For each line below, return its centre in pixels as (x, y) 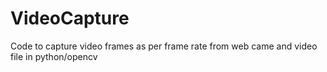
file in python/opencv (54, 56)
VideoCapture (70, 18)
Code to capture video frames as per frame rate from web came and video (164, 46)
